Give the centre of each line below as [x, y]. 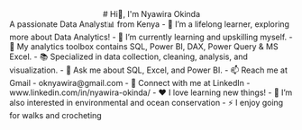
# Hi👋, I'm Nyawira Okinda [151, 14]
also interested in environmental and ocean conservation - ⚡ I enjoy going [146, 103]
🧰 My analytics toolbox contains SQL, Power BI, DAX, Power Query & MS [144, 47]
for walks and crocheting [55, 115]
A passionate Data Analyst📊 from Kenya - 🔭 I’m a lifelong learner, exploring [150, 24]
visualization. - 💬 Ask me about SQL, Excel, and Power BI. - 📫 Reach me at [149, 70]
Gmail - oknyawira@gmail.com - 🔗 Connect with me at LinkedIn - [130, 83]
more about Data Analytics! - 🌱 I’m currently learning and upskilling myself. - [151, 37]
